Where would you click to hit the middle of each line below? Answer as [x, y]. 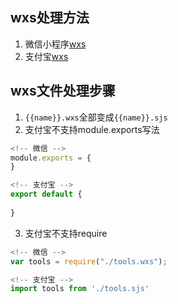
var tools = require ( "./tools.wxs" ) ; [89, 261]
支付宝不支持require [66, 233]
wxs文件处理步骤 [63, 91]
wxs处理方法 [50, 18]
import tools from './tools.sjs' [80, 289]
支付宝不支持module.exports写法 [92, 129]
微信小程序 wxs [55, 44]
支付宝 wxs [46, 56]
